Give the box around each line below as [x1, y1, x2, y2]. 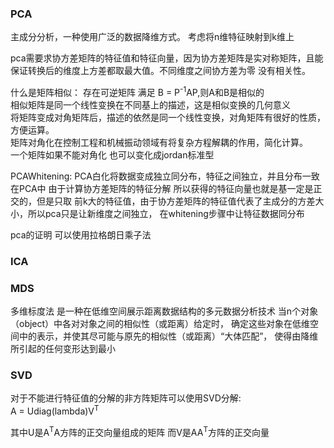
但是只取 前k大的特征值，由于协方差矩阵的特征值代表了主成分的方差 [36, 195, 316, 207]
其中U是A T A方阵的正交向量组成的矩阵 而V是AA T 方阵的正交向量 [10, 425, 270, 438]
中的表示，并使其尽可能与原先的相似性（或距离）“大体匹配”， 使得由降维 [18, 330, 319, 342]
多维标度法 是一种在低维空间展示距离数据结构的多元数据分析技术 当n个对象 [10, 305, 319, 317]
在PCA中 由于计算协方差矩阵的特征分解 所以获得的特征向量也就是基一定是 [10, 182, 314, 194]
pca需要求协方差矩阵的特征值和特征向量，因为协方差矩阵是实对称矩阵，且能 [10, 52, 324, 64]
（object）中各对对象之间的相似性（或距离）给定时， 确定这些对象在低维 [10, 318, 311, 330]
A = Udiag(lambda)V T [10, 403, 100, 417]
